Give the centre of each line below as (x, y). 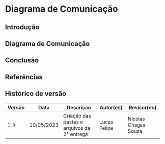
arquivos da (77, 128)
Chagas (137, 125)
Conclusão (22, 60)
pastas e (73, 122)
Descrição (79, 107)
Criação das (77, 116)
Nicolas (136, 119)
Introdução (22, 27)
